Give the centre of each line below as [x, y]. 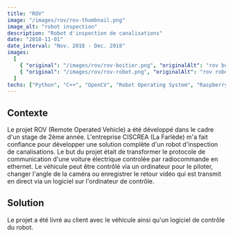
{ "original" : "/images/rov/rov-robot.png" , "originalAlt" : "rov [116, 72]
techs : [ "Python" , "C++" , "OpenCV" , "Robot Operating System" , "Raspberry [118, 85]
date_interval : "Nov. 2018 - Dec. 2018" [67, 46]
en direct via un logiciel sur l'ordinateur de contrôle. [81, 181]
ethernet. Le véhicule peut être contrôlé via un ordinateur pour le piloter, [110, 167]
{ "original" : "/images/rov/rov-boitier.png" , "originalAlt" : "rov [119, 65]
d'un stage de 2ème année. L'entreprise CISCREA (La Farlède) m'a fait [107, 137]
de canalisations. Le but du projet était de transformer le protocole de [106, 152]
